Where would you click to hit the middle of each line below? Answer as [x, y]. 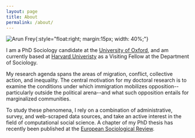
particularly [20, 93]
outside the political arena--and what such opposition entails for [112, 93]
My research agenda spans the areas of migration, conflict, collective [90, 74]
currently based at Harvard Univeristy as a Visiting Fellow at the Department [98, 57]
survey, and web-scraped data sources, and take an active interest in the [94, 116]
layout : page [22, 11]
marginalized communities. [39, 99]
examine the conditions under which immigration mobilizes [77, 87]
